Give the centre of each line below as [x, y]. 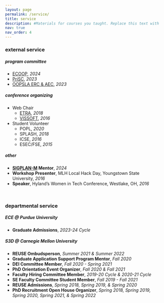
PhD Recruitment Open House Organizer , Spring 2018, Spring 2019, [81, 290]
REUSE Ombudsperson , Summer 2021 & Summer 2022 [68, 253]
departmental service [31, 206]
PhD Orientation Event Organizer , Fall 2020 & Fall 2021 [68, 269]
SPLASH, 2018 [34, 134]
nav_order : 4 [18, 32]
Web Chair [23, 108]
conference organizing [29, 95]
